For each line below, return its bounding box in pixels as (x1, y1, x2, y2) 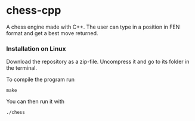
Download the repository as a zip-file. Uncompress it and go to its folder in (6, 58, 190, 66)
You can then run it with (6, 98, 64, 105)
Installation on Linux (6, 44, 67, 52)
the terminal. (6, 64, 38, 72)
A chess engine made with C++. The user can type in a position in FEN (6, 23, 180, 30)
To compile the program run (6, 76, 75, 83)
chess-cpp (6, 4, 61, 17)
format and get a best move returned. (6, 29, 98, 36)
